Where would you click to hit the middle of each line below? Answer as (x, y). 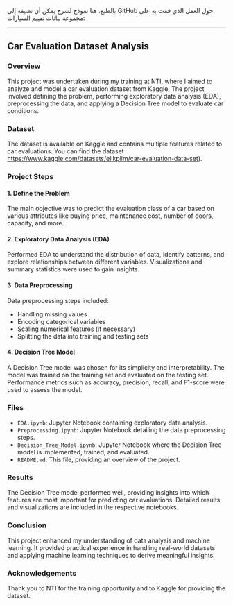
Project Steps (31, 176)
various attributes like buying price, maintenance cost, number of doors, (110, 216)
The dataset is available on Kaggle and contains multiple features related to (115, 144)
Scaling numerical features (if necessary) (76, 329)
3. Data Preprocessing (40, 285)
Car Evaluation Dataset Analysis (78, 46)
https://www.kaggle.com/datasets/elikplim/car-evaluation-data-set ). (105, 158)
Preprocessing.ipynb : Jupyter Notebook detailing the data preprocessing (121, 430)
